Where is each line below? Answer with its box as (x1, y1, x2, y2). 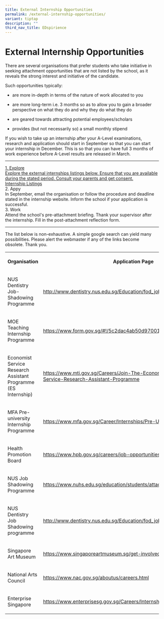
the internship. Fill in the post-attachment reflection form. (5, 217, 121, 223)
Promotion (7, 451, 32, 458)
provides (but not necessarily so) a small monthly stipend (12, 126, 128, 132)
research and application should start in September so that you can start (5, 141, 151, 147)
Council (7, 577, 25, 584)
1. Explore (5, 165, 25, 171)
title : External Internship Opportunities (5, 7, 93, 12)
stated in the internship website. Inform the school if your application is (5, 197, 148, 202)
